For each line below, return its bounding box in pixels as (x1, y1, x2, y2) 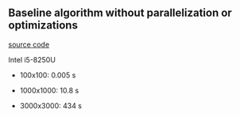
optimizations (8, 19, 78, 32)
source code (8, 40, 50, 49)
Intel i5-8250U (8, 55, 56, 64)
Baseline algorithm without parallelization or (8, 6, 232, 20)
